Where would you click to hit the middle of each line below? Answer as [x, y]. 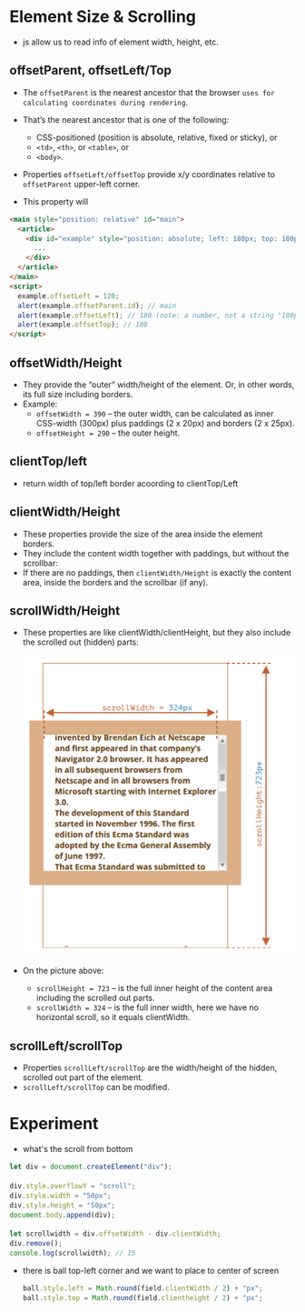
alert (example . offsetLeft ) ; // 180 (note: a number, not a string [146, 315]
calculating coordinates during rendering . [105, 102]
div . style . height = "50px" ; [63, 1205]
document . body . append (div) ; [63, 1215]
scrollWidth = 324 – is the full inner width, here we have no [147, 1007]
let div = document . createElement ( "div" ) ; [91, 1167]
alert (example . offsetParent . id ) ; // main [97, 305]
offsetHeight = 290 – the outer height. [108, 433]
